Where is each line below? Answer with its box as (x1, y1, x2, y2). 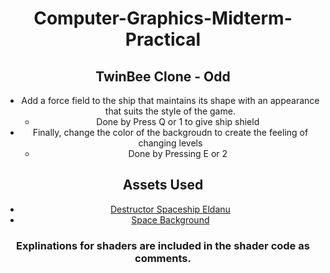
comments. (134, 251, 192, 265)
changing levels (138, 137, 203, 149)
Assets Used (122, 177, 204, 194)
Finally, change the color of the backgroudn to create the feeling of (32, 127, 309, 138)
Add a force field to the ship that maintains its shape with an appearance (21, 95, 320, 106)
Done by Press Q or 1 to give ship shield (96, 116, 260, 127)
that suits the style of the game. (104, 105, 236, 117)
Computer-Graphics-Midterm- (33, 7, 293, 30)
